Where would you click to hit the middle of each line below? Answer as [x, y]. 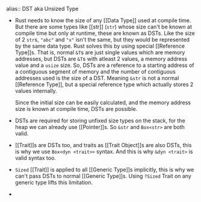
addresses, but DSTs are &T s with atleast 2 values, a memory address [101, 59]
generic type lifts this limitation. [54, 182]
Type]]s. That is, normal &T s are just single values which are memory [100, 52]
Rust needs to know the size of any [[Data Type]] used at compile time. [103, 20]
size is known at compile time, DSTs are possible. [76, 109]
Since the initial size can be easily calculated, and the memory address [103, 103]
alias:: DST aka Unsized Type [42, 9]
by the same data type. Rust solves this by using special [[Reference [100, 46]
